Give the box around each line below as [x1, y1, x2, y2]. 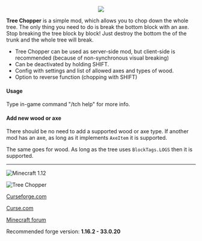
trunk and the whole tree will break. [6, 36, 94, 43]
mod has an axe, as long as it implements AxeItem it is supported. [6, 134, 167, 142]
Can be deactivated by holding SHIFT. [14, 61, 109, 67]
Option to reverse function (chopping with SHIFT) [14, 74, 138, 81]
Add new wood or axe [6, 114, 62, 122]
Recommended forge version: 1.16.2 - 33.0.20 [6, 228, 121, 235]
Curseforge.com [6, 193, 47, 200]
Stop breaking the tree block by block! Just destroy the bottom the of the [6, 30, 187, 37]
